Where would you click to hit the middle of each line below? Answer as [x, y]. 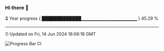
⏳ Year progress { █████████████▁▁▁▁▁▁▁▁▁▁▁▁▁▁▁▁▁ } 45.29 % [82, 18]
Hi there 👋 [17, 8]
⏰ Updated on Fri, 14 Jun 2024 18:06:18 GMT [51, 34]
